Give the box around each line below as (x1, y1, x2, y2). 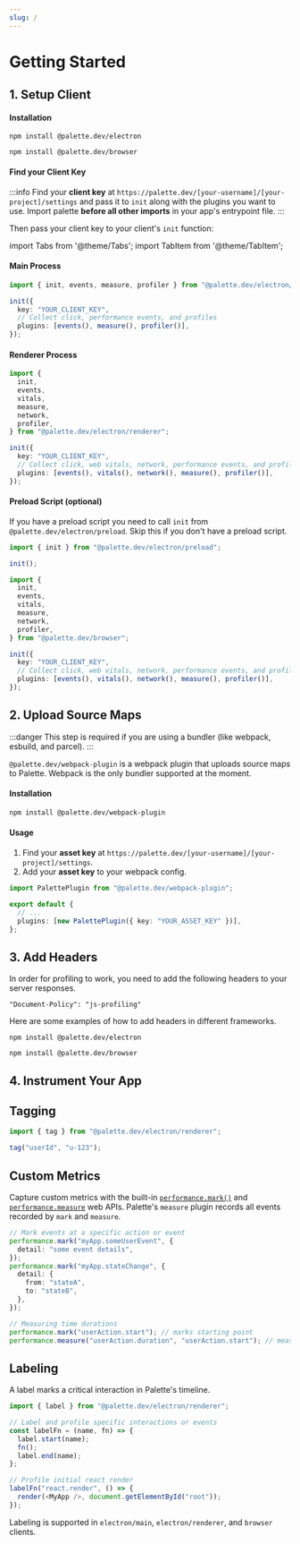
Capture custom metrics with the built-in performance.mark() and (9, 1192, 248, 1203)
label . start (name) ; (17, 1434, 90, 1444)
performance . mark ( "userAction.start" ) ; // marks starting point (9, 1327, 254, 1336)
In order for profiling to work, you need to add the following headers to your (9, 973, 287, 985)
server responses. (9, 983, 76, 994)
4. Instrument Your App (9, 1073, 142, 1088)
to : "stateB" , (25, 1286, 78, 1296)
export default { (9, 900, 74, 908)
